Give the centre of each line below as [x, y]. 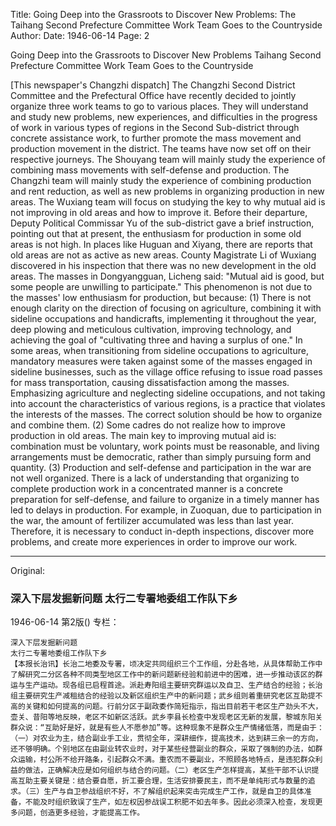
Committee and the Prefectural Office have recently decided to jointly [153, 95]
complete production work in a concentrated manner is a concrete [146, 488]
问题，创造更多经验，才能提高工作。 [81, 813]
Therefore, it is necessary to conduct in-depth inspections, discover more [162, 531]
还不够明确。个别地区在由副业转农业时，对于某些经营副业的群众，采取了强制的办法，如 [163, 749]
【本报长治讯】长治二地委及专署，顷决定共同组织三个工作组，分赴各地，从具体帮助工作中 [166, 664]
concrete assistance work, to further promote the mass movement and [156, 138]
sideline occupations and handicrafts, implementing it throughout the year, [163, 318]
